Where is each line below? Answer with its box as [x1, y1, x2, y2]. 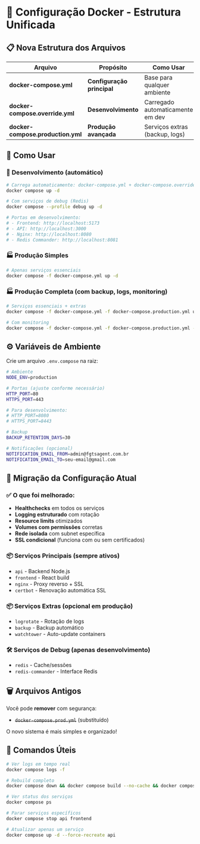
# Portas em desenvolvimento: [6, 215, 82, 221]
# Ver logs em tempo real [6, 761, 70, 767]
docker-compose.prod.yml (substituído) [14, 716, 109, 723]
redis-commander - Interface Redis [14, 668, 98, 675]
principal [87, 85, 114, 93]
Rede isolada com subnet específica [14, 530, 105, 537]
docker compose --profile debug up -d [6, 204, 102, 210]
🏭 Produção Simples [6, 251, 68, 259]
